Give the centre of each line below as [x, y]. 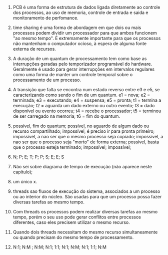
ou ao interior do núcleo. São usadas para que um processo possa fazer [87, 197]
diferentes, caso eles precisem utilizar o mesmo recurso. [71, 222]
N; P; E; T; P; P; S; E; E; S [38, 157]
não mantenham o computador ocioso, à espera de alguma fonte [80, 44]
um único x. [25, 182]
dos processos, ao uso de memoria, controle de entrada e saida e [80, 13]
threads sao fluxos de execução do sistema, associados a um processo [86, 191]
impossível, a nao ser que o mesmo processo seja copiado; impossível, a [88, 137]
